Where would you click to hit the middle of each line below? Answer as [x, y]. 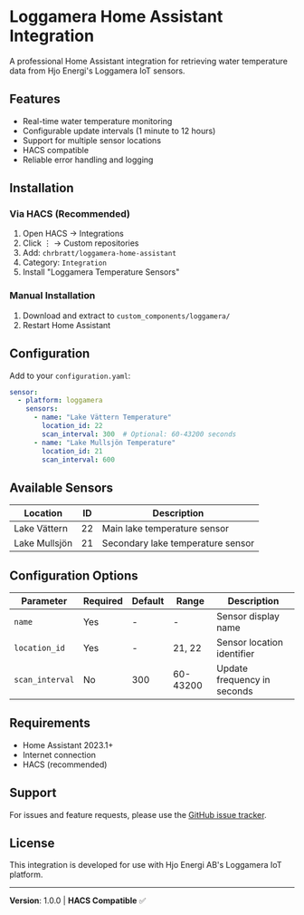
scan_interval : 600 [79, 460]
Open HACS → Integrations [73, 234]
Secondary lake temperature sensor [178, 543]
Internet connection [59, 754]
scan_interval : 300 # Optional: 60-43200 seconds [139, 434]
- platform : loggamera [60, 401]
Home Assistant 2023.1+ [68, 745]
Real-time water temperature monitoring [97, 121]
